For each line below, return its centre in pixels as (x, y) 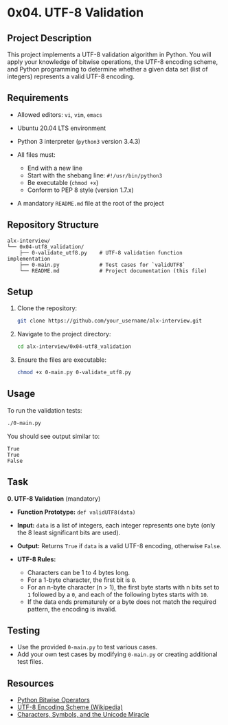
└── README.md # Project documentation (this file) (113, 271)
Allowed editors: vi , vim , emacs (60, 114)
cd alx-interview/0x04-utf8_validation (74, 347)
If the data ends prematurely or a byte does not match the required (122, 602)
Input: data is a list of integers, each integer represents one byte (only (116, 525)
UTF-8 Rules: (36, 559)
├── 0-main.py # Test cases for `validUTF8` (103, 265)
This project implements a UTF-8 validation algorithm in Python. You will (109, 54)
